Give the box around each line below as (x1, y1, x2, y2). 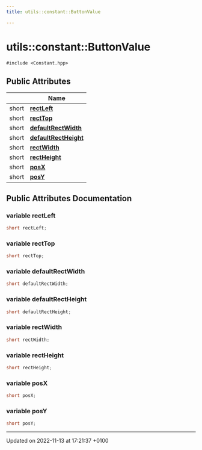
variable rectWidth (6, 323, 62, 331)
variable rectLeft (6, 211, 56, 220)
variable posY (6, 407, 47, 415)
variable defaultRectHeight (6, 295, 87, 304)
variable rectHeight (6, 351, 64, 359)
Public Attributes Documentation (6, 193, 132, 204)
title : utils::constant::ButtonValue (6, 8, 101, 15)
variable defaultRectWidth (6, 267, 85, 276)
